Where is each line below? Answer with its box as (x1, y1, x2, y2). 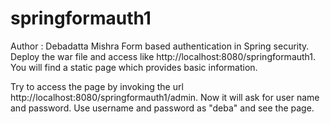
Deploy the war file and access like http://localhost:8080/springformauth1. (10, 50, 317, 62)
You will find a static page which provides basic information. (10, 61, 258, 73)
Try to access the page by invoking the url (10, 80, 184, 92)
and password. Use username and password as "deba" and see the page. (10, 102, 315, 114)
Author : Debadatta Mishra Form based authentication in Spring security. (10, 40, 310, 52)
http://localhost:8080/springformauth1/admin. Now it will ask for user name (10, 91, 320, 103)
